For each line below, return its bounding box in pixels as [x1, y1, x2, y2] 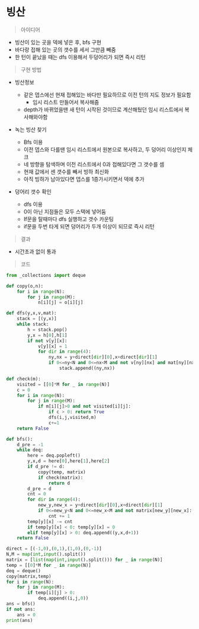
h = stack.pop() [27, 327, 68, 333]
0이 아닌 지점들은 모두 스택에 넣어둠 [23, 208, 107, 215]
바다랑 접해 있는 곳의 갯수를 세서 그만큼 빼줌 [14, 46, 117, 53]
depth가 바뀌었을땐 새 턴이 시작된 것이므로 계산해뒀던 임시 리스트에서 [23, 106, 184, 113]
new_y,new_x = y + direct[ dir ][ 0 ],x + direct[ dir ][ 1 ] [37, 502, 163, 508]
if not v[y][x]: [27, 338, 68, 344]
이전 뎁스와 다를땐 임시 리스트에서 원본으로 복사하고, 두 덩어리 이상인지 [23, 146, 187, 153]
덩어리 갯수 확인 [14, 188, 52, 195]
